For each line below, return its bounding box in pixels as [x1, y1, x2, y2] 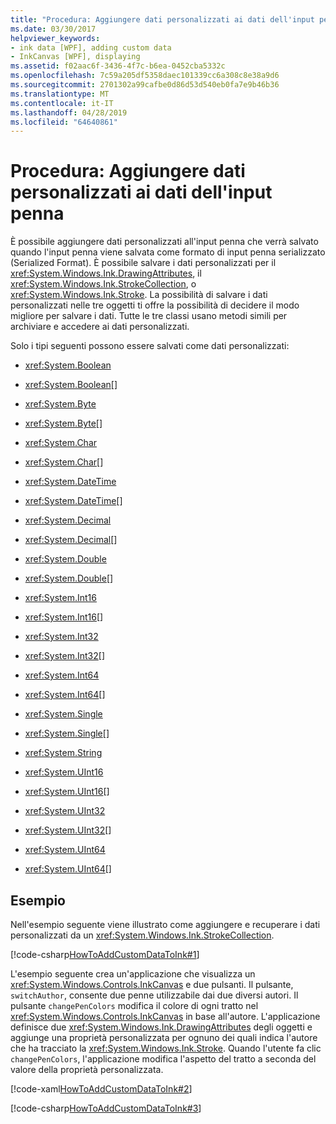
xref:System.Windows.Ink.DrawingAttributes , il [10, 267, 202, 280]
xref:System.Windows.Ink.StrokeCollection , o [10, 278, 197, 290]
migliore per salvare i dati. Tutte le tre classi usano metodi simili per [10, 310, 288, 322]
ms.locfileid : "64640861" [10, 117, 118, 127]
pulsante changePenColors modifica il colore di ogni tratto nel [10, 1000, 259, 1011]
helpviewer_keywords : [10, 33, 101, 43]
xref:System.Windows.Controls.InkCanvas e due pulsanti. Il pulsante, [10, 979, 294, 990]
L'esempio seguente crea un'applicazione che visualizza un [10, 968, 256, 980]
